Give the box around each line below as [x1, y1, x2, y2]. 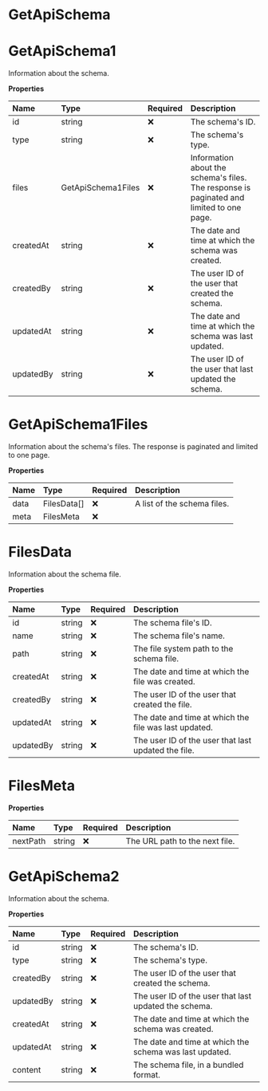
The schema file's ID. [132, 617, 213, 628]
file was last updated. [132, 722, 214, 733]
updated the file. [132, 745, 195, 755]
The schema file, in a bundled [132, 1059, 244, 1070]
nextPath [12, 835, 46, 846]
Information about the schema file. [8, 569, 122, 579]
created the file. [132, 699, 193, 710]
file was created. [132, 676, 195, 687]
